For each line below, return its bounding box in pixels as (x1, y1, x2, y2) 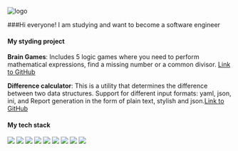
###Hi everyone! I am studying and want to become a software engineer (7, 21, 221, 28)
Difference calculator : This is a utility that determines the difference (7, 82, 208, 90)
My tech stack (7, 120, 51, 129)
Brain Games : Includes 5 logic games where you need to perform (7, 53, 200, 61)
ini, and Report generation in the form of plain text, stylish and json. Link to (7, 97, 224, 105)
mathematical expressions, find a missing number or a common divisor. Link (7, 61, 231, 69)
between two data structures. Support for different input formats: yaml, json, (7, 89, 232, 98)
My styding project (7, 36, 66, 46)
